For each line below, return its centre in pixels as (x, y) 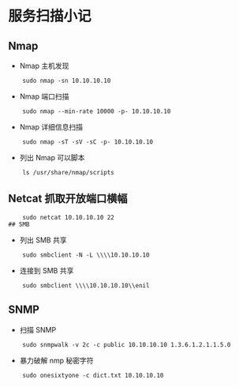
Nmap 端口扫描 (44, 96)
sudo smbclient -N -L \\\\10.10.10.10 (86, 255)
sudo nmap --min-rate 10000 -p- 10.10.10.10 (97, 111)
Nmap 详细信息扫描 (51, 127)
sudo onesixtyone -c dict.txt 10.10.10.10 (93, 375)
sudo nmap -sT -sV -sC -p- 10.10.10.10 (88, 142)
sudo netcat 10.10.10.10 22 (68, 217)
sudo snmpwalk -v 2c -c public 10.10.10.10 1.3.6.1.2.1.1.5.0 (127, 344)
